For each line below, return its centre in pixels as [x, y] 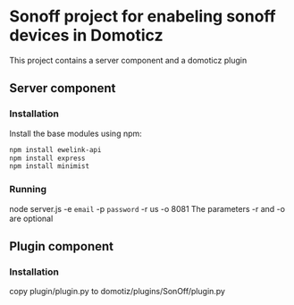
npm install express [48, 158]
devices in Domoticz [86, 35]
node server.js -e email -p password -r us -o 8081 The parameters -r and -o [147, 208]
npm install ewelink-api [55, 149]
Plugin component [62, 246]
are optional [31, 218]
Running [28, 190]
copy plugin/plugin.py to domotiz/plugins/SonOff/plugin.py [118, 292]
